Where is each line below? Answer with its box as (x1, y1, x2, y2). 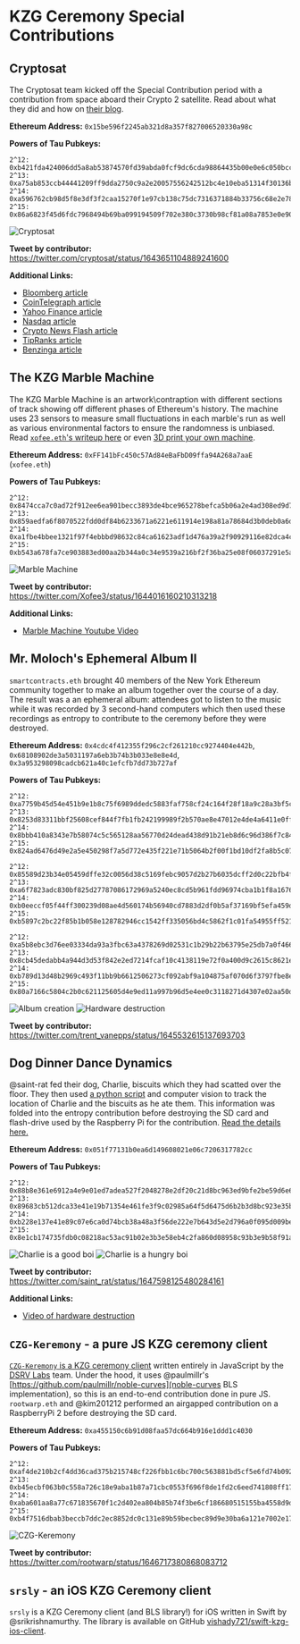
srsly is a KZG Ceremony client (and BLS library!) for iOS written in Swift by (9, 1606, 287, 1617)
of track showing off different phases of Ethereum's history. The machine (9, 403, 279, 414)
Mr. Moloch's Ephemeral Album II (9, 651, 197, 667)
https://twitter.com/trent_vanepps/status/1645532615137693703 (9, 1030, 246, 1041)
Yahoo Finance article (21, 307, 103, 316)
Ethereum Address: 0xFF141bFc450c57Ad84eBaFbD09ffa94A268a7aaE (9, 449, 253, 459)
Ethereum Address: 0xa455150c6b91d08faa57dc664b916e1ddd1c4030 (9, 1425, 253, 1436)
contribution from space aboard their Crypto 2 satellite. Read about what (9, 94, 277, 105)
